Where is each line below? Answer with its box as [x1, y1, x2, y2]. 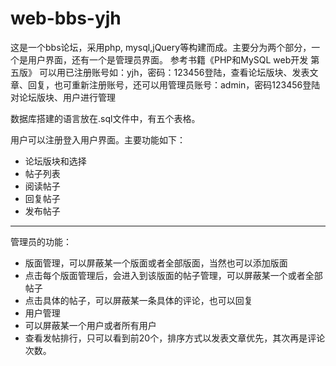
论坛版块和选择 [24, 155, 87, 167]
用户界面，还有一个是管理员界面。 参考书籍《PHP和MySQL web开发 [27, 53, 309, 66]
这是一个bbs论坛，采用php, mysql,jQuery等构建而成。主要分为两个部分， [10, 41, 312, 53]
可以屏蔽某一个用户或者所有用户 [24, 319, 157, 331]
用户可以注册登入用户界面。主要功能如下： [10, 133, 186, 146]
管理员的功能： [10, 235, 72, 247]
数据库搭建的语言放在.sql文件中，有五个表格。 [10, 112, 201, 124]
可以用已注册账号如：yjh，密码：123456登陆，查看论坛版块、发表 [38, 66, 310, 78]
